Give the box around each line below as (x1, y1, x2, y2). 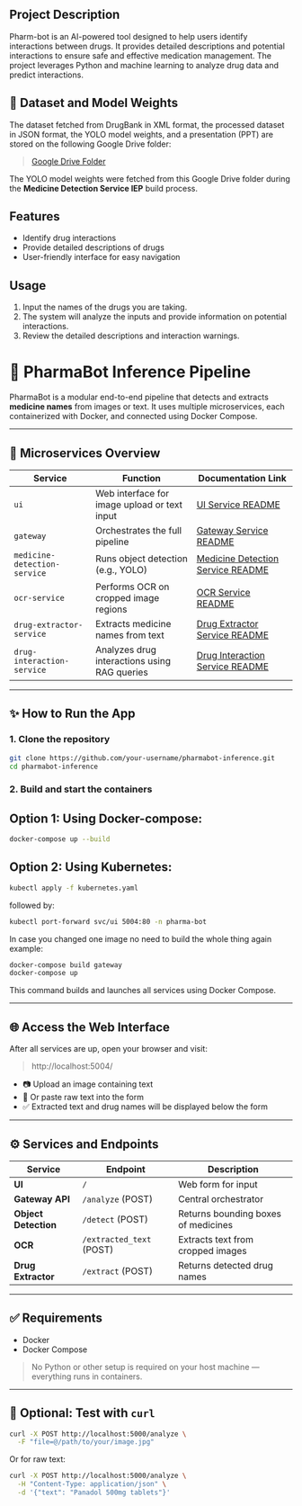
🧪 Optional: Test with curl (9, 1405, 155, 1421)
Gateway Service (196, 524, 269, 536)
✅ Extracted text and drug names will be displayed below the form (22, 1101, 268, 1112)
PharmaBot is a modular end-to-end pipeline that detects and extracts (9, 391, 270, 403)
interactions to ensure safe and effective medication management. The (9, 49, 272, 61)
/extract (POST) (82, 1264, 153, 1277)
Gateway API (13, 1192, 70, 1205)
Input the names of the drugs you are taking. (22, 301, 188, 313)
